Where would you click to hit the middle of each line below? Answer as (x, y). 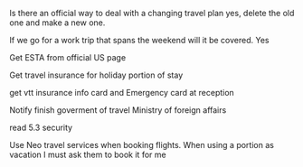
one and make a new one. (57, 23)
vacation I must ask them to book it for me (88, 154)
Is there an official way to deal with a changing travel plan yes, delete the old (152, 13)
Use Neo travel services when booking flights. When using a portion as (142, 145)
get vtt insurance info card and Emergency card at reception (122, 93)
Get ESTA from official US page (68, 57)
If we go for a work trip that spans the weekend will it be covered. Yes (139, 40)
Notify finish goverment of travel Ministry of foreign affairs (118, 110)
